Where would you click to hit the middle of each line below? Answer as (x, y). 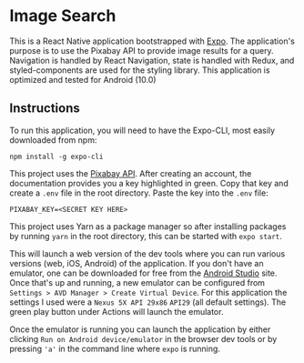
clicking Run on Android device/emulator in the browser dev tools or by (143, 338)
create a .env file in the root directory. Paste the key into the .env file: (139, 193)
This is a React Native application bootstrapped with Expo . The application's (152, 41)
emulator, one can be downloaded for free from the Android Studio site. (143, 273)
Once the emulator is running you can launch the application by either (140, 329)
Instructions (45, 109)
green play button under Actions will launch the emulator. (117, 311)
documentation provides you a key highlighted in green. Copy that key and (149, 183)
